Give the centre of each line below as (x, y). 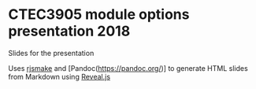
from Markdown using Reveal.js (59, 76)
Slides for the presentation (51, 53)
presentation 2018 (69, 31)
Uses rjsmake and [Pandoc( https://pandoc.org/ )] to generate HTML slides (128, 68)
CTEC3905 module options (99, 15)
